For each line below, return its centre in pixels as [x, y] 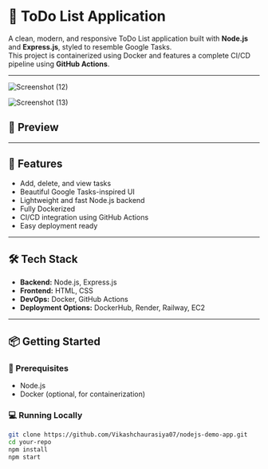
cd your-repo [30, 443]
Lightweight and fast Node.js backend [82, 200]
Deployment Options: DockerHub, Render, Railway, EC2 [112, 308]
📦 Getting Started [55, 342]
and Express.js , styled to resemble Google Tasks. [90, 46]
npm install [28, 450]
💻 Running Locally [45, 415]
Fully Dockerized [47, 209]
